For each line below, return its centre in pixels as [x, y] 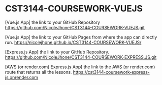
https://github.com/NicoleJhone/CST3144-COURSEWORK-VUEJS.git [75, 27]
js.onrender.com [22, 77]
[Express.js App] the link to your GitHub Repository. [57, 52]
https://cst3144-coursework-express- [112, 72]
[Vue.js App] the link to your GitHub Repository [53, 22]
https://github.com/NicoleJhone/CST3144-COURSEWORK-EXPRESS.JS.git [81, 57]
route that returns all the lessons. [39, 72]
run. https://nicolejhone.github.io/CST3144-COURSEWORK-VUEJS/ [73, 42]
